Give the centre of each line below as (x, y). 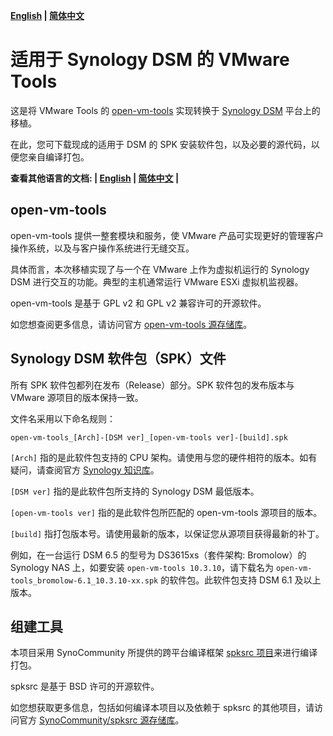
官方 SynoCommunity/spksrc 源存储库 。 (101, 720)
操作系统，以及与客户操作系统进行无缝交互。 (102, 248)
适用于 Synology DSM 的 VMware (150, 60)
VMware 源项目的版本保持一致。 (77, 397)
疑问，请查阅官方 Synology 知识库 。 (85, 470)
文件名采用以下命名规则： (63, 418)
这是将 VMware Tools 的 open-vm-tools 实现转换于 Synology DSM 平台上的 (165, 110)
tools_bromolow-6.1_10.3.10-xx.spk (84, 580)
